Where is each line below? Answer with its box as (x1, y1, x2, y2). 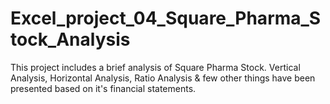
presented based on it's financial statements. (10, 82, 197, 94)
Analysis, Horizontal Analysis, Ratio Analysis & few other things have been (10, 72, 316, 84)
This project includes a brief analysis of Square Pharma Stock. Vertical (10, 61, 301, 73)
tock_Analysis (10, 28, 131, 51)
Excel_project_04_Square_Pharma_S (10, 7, 322, 30)
